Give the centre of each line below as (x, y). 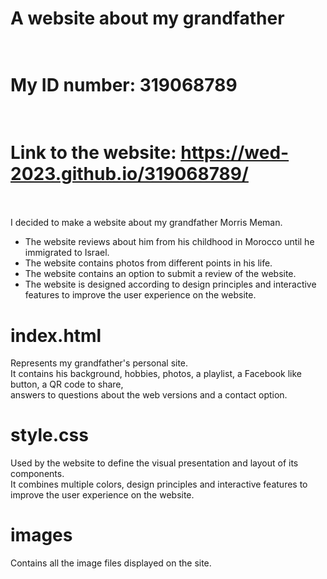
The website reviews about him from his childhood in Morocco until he (169, 242)
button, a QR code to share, (67, 384)
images (41, 535)
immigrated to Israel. (67, 253)
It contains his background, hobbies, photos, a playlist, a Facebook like (156, 374)
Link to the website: (93, 152)
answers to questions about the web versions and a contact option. (149, 395)
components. (37, 474)
